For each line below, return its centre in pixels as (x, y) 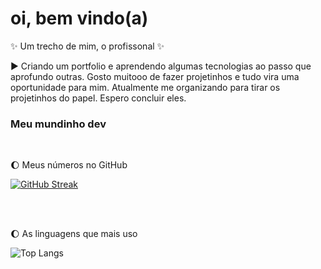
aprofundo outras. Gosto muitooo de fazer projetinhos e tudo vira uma (155, 76)
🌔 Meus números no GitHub (69, 165)
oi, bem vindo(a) (79, 18)
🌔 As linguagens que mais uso (74, 234)
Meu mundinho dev (58, 124)
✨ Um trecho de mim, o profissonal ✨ (87, 46)
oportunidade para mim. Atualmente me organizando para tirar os (145, 87)
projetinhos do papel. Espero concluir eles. (98, 98)
